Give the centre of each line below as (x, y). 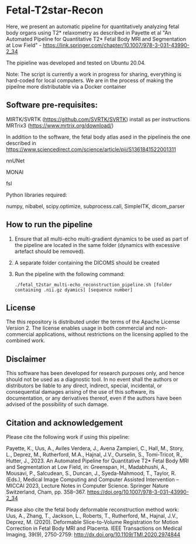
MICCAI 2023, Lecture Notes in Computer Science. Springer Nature (87, 486)
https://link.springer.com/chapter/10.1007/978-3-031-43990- (116, 45)
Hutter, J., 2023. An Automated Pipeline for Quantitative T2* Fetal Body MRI (97, 461)
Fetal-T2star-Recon (55, 10)
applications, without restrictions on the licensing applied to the (112, 334)
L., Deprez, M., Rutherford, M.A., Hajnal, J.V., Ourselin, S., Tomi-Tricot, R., (94, 455)
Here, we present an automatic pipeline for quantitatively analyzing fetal (93, 26)
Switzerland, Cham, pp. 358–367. (46, 492)
